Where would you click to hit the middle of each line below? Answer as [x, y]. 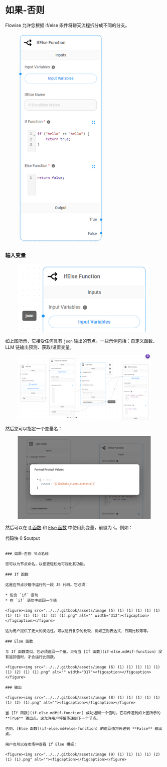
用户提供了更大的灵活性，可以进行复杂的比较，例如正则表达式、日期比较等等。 [81, 631]
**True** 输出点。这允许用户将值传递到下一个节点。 [53, 718]
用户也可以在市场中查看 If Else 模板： [41, 744]
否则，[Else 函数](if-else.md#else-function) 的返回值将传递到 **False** [79, 729]
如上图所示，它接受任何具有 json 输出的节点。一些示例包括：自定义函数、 [81, 341]
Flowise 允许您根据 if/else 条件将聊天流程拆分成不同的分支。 [67, 25]
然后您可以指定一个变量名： [34, 429]
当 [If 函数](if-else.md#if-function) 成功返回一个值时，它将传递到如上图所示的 [83, 713]
